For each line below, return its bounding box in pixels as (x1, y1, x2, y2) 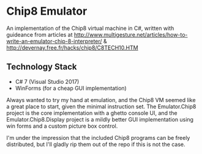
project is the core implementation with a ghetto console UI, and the (6, 109, 178, 117)
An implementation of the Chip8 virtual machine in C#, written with (6, 24, 174, 32)
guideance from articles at (6, 31, 73, 38)
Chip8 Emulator (6, 4, 88, 18)
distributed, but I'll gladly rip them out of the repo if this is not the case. (6, 141, 185, 148)
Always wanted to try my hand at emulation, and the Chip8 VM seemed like (6, 96, 196, 103)
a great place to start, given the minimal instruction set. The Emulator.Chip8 (6, 103, 196, 110)
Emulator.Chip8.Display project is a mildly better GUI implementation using (6, 116, 194, 123)
